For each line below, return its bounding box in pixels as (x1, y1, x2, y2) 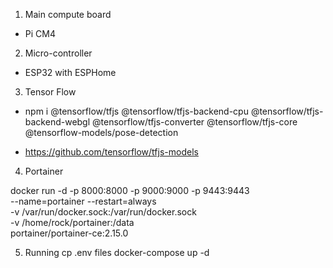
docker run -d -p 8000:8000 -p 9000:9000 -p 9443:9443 (10, 185, 250, 196)
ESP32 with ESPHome (24, 67, 117, 78)
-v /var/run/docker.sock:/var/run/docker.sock (10, 206, 197, 218)
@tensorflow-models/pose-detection (24, 127, 179, 138)
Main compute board (24, 9, 112, 20)
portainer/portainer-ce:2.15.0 (10, 227, 129, 239)
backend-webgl (24, 116, 91, 128)
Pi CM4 (24, 28, 56, 39)
